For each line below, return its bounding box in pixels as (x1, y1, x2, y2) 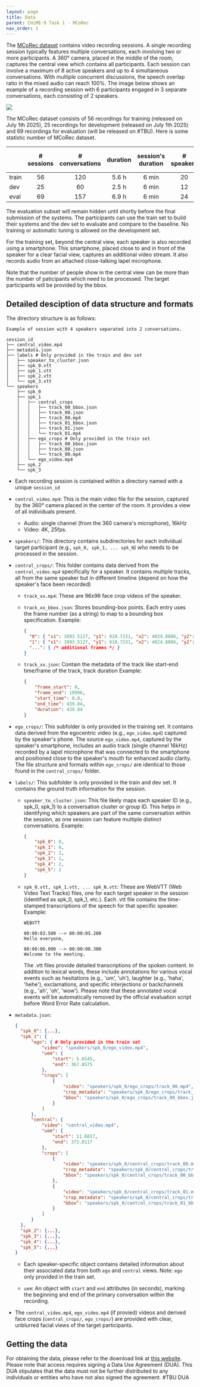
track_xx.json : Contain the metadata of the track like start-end (23, 661, 179, 668)
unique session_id (14, 484, 61, 491)
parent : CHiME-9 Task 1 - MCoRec (6, 20, 89, 26)
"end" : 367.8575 (52, 1062, 93, 1068)
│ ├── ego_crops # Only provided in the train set (17, 436, 151, 442)
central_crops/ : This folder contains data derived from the (14, 561, 159, 569)
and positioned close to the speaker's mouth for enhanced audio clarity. (14, 755, 192, 762)
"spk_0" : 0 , (35, 839, 64, 845)
